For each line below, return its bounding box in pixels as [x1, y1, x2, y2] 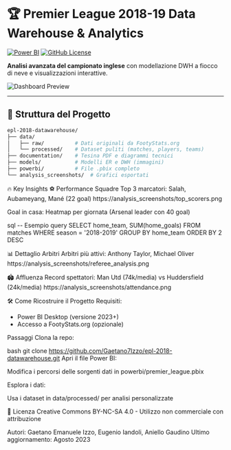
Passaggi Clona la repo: [7, 333, 74, 341]
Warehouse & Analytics [7, 25, 144, 41]
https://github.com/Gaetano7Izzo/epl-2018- [48, 346, 173, 355]
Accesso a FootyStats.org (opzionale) [16, 320, 124, 328]
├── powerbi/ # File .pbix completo [7, 165, 140, 172]
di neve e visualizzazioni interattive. [7, 69, 108, 77]
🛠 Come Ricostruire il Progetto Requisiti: [7, 297, 122, 305]
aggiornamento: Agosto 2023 [7, 435, 91, 443]
